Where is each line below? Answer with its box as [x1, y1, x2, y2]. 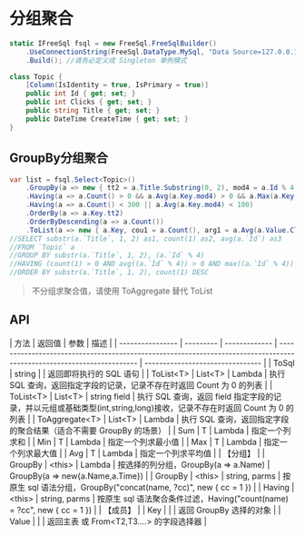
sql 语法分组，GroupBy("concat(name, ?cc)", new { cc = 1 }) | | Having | [26, 481, 295, 492]
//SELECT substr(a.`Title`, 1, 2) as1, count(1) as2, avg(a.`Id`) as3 [9, 233, 282, 243]
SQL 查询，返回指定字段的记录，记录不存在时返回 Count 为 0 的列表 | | [9, 379, 273, 391]
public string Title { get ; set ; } [25, 106, 161, 115]
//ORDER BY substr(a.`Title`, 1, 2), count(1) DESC [9, 268, 209, 277]
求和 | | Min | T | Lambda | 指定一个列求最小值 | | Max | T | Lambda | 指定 [9, 436, 280, 447]
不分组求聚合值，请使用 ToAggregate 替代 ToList [31, 285, 213, 296]
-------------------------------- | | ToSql [143, 357, 295, 368]
